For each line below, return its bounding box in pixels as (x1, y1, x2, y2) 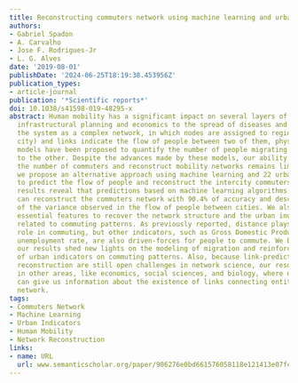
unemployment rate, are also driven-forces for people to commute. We (17, 236, 284, 245)
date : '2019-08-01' (9, 63, 82, 72)
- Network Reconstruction (9, 335, 105, 344)
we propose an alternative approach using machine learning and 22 (17, 170, 272, 179)
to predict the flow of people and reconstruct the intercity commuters (17, 179, 292, 188)
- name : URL (9, 352, 53, 361)
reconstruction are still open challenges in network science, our (17, 261, 272, 270)
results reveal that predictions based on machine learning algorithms (17, 187, 288, 195)
